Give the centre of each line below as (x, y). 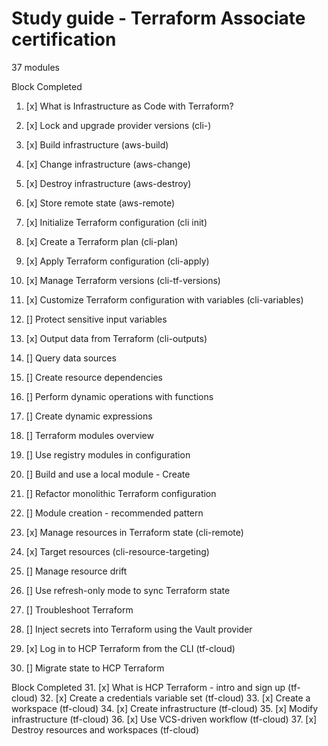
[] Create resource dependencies (94, 377)
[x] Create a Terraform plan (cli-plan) (102, 241)
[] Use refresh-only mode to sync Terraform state (128, 590)
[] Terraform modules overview (89, 435)
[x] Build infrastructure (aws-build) (97, 144)
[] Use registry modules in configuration (108, 454)
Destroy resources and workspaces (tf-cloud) (105, 729)
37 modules (35, 67)
